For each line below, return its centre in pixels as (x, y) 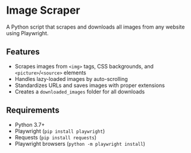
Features (23, 52)
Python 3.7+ (30, 124)
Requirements (33, 110)
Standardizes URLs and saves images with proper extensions (90, 85)
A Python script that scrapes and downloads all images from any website (95, 27)
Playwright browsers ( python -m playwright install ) (80, 143)
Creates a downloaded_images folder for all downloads (80, 91)
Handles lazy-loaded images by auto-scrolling (71, 79)
